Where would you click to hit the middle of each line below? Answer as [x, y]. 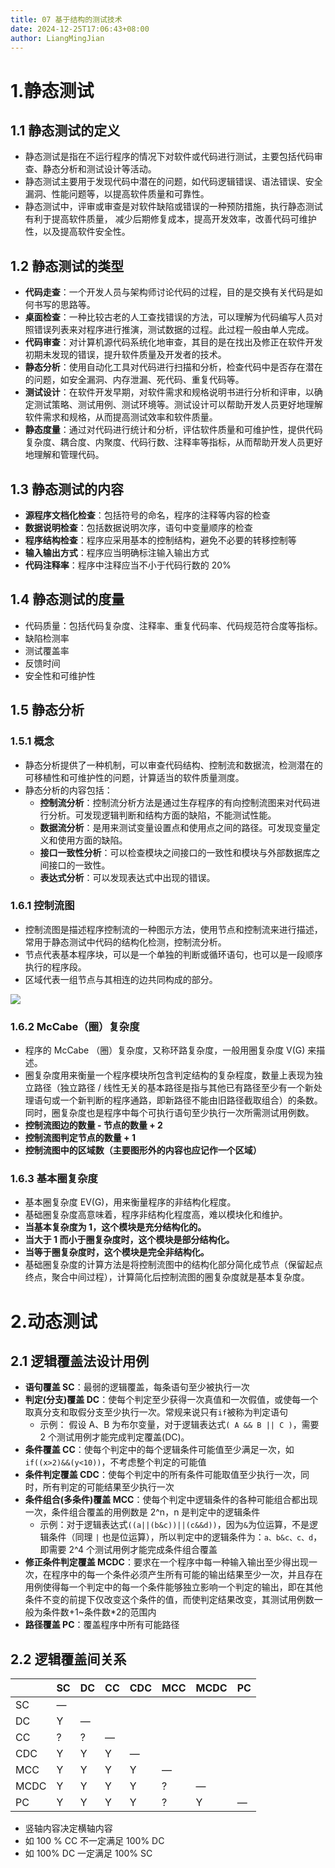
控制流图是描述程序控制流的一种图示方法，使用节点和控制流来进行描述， [173, 929]
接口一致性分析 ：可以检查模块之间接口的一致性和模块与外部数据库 [175, 852]
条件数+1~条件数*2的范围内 [99, 1612]
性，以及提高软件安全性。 [77, 232]
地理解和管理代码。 [64, 455]
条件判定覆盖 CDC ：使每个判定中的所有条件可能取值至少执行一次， [162, 1475]
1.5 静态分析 [47, 710]
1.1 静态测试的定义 [65, 130]
